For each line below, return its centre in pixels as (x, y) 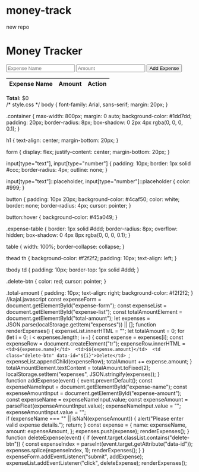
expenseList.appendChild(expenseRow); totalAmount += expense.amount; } (99, 361)
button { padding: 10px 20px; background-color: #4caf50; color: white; (93, 199)
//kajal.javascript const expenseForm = (54, 299)
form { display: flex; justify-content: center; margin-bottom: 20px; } (88, 152)
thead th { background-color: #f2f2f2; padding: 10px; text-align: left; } (91, 258)
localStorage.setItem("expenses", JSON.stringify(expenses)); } (83, 374)
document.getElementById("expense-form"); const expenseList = (87, 306)
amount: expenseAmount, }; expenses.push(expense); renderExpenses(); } (98, 431)
